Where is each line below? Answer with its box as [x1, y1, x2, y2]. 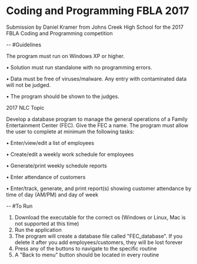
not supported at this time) [14, 220, 79, 227]
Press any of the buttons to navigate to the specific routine [14, 245, 157, 252]
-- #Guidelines [6, 41, 42, 48]
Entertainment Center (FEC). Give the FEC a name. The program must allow [6, 121, 189, 128]
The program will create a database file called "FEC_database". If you [14, 232, 183, 239]
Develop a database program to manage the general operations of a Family [6, 116, 188, 123]
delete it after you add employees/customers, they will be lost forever [14, 239, 183, 246]
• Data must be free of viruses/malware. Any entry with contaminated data [6, 75, 187, 82]
